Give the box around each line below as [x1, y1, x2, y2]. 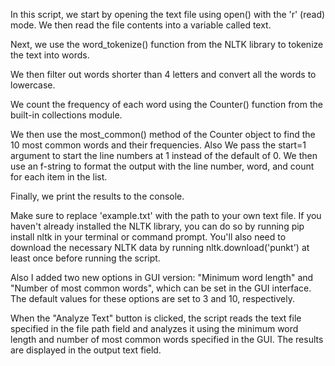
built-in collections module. [10, 109, 123, 121]
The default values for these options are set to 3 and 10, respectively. [10, 293, 296, 304]
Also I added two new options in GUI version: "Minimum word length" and [10, 272, 314, 283]
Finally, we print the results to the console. [10, 190, 185, 202]
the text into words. [10, 49, 90, 61]
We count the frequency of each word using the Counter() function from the [10, 99, 323, 110]
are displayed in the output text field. [10, 344, 162, 356]
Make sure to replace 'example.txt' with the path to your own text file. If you [10, 210, 322, 221]
